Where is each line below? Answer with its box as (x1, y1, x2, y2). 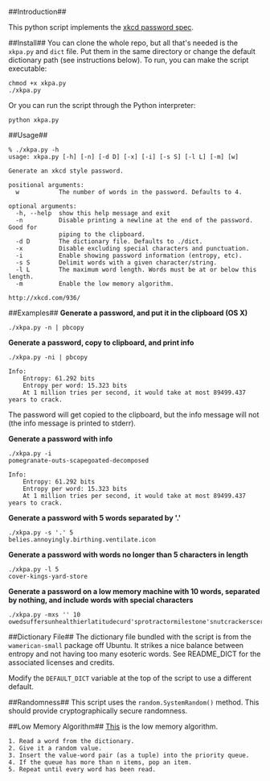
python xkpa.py (8, 116, 59, 124)
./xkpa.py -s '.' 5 (8, 529, 74, 537)
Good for (8, 223, 38, 231)
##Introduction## (8, 7, 67, 16)
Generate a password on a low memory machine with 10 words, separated (8, 587, 260, 596)
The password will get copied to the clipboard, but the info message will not (8, 410, 260, 419)
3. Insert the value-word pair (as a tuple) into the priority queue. (8, 751, 250, 759)
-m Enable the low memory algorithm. (15, 280, 174, 288)
